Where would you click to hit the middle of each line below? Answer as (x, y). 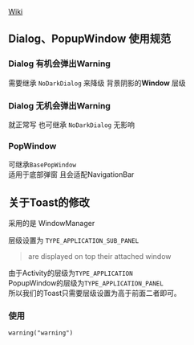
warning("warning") (41, 333)
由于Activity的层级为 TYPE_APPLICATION (71, 273)
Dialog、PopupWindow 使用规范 (89, 39)
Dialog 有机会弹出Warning (59, 64)
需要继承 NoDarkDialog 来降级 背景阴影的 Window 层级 (97, 83)
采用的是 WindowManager (52, 224)
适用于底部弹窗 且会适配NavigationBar (71, 175)
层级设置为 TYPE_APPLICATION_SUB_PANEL (74, 240)
